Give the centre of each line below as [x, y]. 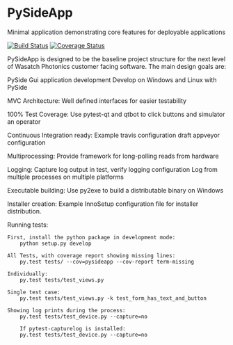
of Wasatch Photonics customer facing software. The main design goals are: [116, 66]
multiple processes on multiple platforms [65, 177]
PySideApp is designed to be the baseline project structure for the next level [116, 59]
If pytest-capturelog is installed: [73, 328]
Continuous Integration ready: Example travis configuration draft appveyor [114, 135]
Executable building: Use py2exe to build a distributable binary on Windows [115, 190]
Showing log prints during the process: [67, 310]
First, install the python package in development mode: [91, 237]
